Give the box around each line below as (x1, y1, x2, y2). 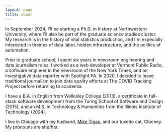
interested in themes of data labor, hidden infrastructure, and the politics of (5, 41, 161, 47)
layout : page (5, 7, 33, 12)
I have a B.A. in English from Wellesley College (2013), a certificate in (5, 93, 148, 99)
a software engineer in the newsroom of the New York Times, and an (5, 67, 148, 73)
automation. (5, 47, 30, 53)
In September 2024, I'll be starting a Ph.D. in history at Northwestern (5, 25, 147, 31)
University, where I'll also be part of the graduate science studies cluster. (5, 31, 157, 37)
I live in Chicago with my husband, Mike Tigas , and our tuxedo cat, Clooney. (5, 118, 162, 124)
